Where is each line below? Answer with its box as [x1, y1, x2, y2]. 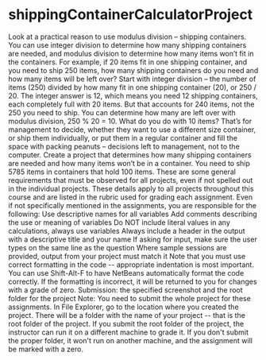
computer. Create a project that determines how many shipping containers [8, 149, 252, 160]
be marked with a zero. [8, 344, 83, 354]
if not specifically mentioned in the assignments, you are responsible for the [8, 200, 256, 210]
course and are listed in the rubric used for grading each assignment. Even [8, 192, 253, 202]
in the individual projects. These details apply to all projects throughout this [8, 184, 254, 193]
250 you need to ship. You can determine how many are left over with [8, 107, 236, 117]
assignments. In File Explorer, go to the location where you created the [8, 302, 240, 312]
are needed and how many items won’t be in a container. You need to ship [8, 158, 250, 168]
